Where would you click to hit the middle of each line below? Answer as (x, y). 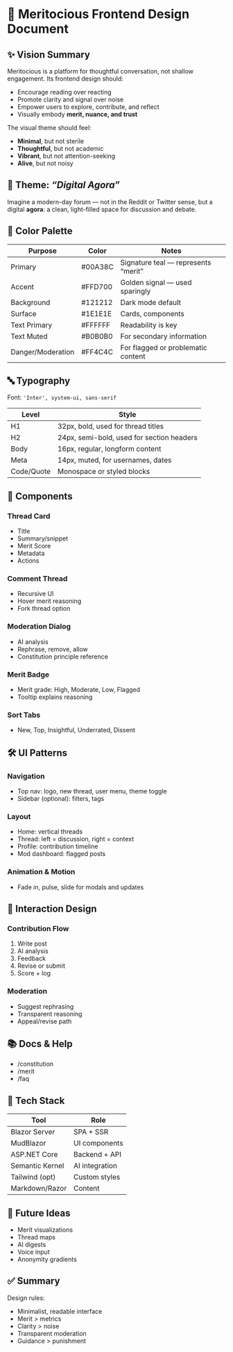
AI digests (32, 1245)
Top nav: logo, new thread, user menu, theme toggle (92, 791)
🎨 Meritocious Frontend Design (98, 14)
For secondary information (163, 336)
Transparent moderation (52, 1333)
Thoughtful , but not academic (60, 148)
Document (38, 29)
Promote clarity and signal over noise (70, 99)
